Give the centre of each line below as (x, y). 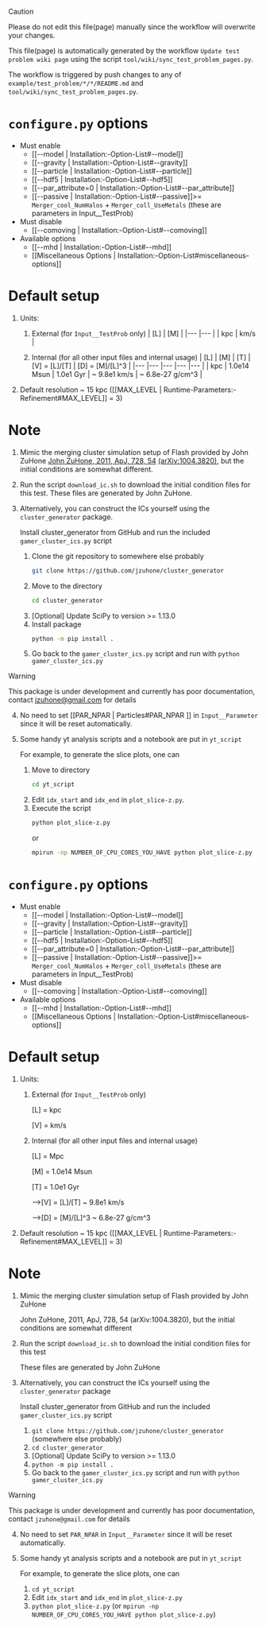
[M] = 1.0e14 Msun (62, 1171)
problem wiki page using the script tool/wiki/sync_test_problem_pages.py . (131, 59)
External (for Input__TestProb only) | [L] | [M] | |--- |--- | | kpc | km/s (144, 333)
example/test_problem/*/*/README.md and (76, 83)
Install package (56, 624)
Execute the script (61, 808)
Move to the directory (67, 586)
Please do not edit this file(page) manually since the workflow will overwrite (132, 27)
